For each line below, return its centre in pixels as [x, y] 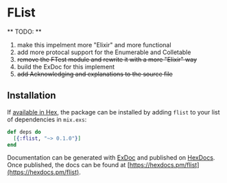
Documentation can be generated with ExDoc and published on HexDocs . [111, 158]
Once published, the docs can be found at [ [69, 165]
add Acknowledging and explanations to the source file [95, 74]
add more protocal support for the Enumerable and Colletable [104, 52]
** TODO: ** [25, 32]
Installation [32, 96]
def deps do [24, 132]
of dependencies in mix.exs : [47, 119]
